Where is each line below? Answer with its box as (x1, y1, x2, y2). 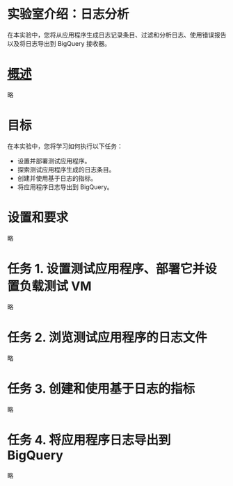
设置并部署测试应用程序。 (17, 156, 91, 165)
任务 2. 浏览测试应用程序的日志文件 (7, 330, 207, 345)
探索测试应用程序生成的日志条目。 (17, 165, 115, 174)
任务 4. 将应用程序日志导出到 (7, 432, 171, 448)
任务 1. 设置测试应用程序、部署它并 (7, 261, 205, 277)
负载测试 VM (19, 278, 92, 294)
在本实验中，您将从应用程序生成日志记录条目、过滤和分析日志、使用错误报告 (7, 31, 227, 39)
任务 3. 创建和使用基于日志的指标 (7, 380, 195, 396)
